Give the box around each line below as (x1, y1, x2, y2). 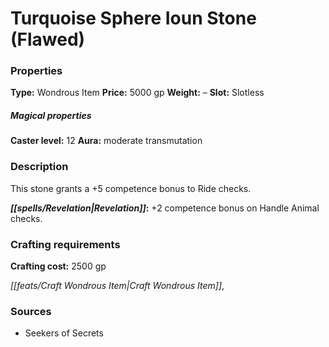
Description (10, 160, 69, 174)
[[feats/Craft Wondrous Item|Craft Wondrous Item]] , (10, 280, 225, 292)
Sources (10, 304, 52, 318)
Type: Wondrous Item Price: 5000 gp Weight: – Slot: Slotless (10, 87, 265, 99)
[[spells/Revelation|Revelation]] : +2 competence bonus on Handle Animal (10, 202, 320, 214)
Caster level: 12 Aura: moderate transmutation (10, 135, 203, 147)
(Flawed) (10, 28, 86, 51)
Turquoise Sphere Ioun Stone (10, 7, 257, 30)
